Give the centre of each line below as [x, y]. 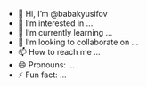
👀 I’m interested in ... [55, 23]
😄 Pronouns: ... [46, 65]
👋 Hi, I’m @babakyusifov [63, 14]
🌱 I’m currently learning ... [65, 32]
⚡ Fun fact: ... [42, 75]
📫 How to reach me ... [59, 52]
